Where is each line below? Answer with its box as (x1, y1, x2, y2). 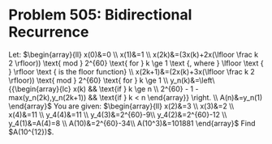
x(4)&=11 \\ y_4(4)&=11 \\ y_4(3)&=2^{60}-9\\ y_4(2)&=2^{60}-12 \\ (8, 109, 227, 119)
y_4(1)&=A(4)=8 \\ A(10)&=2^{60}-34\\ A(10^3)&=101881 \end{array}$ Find (8, 118, 256, 128)
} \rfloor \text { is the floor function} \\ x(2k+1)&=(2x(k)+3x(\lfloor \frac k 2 (8, 66, 256, 76)
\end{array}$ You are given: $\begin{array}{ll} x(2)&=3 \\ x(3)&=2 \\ (8, 101, 235, 111)
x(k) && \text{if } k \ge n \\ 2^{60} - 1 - (72, 83, 199, 94)
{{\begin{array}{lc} (8, 83, 71, 94)
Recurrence (8, 23, 89, 41)
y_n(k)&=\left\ (170, 75, 215, 85)
